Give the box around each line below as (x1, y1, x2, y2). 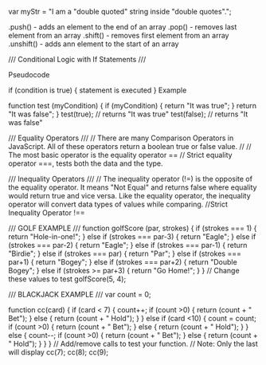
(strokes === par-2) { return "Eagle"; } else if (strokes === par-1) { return (8, 241, 248, 249)
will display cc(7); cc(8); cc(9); (8, 347, 109, 357)
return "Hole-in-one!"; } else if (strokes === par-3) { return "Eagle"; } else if (8, 232, 256, 241)
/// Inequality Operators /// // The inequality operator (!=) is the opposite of (8, 175, 253, 183)
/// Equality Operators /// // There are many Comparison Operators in (8, 133, 234, 143)
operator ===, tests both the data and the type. (8, 159, 163, 168)
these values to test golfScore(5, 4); (8, 274, 127, 284)
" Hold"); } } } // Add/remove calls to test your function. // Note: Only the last (8, 339, 259, 348)
